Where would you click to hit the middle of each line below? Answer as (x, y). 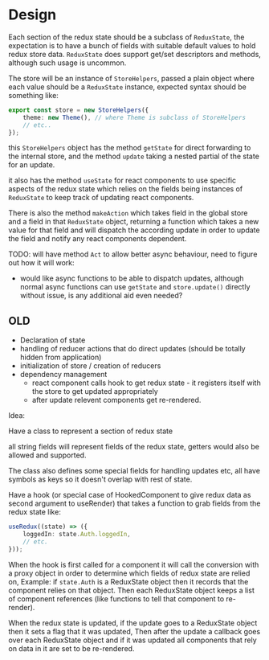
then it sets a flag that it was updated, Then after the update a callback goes (134, 631)
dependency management (63, 375)
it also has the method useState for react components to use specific (122, 180)
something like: (33, 95)
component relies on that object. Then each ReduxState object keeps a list (131, 590)
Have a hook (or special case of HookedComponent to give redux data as (130, 495)
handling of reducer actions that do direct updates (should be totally (133, 349)
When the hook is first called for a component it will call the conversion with (134, 564)
